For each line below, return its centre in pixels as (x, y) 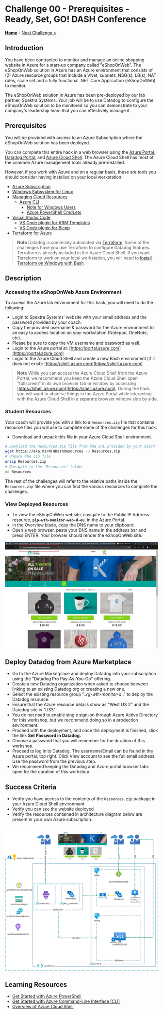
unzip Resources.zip (26, 462)
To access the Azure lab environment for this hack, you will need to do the (79, 303)
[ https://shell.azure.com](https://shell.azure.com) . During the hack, (84, 389)
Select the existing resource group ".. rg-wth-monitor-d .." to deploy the (82, 694)
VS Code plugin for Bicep (45, 227)
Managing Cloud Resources (40, 197)
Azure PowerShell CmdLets (54, 212)
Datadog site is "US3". (34, 710)
